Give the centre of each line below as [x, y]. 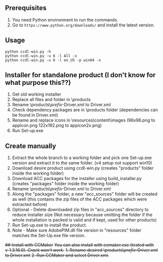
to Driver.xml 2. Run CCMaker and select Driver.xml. [57, 255]
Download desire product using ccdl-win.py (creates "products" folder [83, 168]
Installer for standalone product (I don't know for [80, 75]
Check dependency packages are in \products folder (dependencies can [85, 110]
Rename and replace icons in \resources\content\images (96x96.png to [84, 120]
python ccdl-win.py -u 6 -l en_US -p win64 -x [53, 60]
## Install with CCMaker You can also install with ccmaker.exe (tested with [80, 245]
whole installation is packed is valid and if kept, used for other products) [84, 220]
